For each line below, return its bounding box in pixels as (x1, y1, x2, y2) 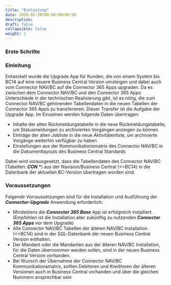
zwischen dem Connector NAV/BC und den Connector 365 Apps (5, 90, 141, 96)
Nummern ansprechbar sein (12, 274, 72, 280)
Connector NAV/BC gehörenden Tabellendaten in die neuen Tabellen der (5, 101, 158, 107)
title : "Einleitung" (5, 7, 50, 13)
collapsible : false (5, 27, 47, 32)
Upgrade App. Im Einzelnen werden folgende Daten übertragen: (5, 111, 139, 117)
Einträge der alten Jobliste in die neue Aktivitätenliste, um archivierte (12, 132, 157, 138)
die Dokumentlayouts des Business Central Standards (12, 149, 126, 155)
